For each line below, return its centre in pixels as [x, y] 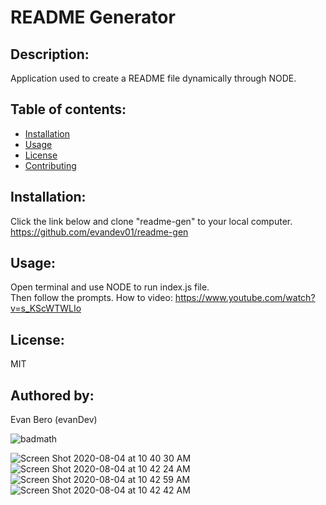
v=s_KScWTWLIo [46, 308]
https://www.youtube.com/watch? [245, 298]
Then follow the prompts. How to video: [91, 298]
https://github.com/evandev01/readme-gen [99, 232]
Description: [50, 54]
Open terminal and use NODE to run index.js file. [110, 287]
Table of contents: [68, 109]
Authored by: [52, 395]
